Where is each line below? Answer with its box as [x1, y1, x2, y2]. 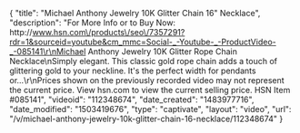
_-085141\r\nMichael [9, 46, 86, 57]
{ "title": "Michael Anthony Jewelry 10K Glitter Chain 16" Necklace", [9, 8, 261, 18]
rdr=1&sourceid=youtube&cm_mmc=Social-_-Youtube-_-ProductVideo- [9, 36, 276, 47]
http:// [9, 27, 34, 37]
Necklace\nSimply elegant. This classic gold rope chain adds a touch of [9, 56, 278, 66]
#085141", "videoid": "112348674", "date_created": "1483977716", [9, 94, 255, 105]
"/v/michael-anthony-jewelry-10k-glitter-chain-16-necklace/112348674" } [9, 113, 284, 124]
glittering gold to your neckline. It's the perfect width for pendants [9, 65, 256, 76]
